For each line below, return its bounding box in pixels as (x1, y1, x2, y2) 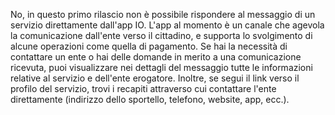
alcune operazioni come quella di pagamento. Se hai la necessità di (10, 40, 288, 52)
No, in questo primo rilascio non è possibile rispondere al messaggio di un (10, 9, 316, 20)
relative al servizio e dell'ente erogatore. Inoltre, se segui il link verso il (10, 72, 300, 84)
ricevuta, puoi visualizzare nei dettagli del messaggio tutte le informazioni (10, 62, 313, 73)
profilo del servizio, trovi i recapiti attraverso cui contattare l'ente (10, 83, 277, 94)
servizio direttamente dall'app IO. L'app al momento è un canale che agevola (10, 19, 325, 31)
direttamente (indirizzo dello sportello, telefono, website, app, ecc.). (10, 94, 290, 105)
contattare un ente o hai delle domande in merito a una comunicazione (10, 51, 302, 63)
